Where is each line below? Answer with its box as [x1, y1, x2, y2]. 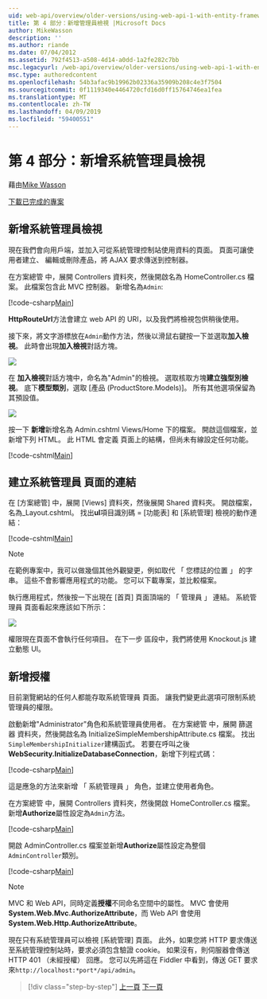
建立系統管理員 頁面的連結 [8, 475, 137, 490]
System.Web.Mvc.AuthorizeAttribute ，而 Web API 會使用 [8, 908, 201, 918]
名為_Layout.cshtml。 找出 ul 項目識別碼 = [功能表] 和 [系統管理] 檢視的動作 [8, 508, 250, 517]
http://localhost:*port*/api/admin [15, 966, 133, 975]
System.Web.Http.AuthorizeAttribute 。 [8, 919, 141, 928]
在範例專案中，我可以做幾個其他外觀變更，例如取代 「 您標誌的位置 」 [8, 566, 237, 576]
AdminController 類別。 [8, 851, 83, 860]
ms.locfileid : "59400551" [8, 115, 94, 123]
